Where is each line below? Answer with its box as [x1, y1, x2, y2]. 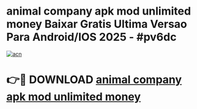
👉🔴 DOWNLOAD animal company [6, 73, 182, 86]
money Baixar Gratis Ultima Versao [6, 17, 188, 31]
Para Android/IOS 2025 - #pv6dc [6, 30, 177, 44]
